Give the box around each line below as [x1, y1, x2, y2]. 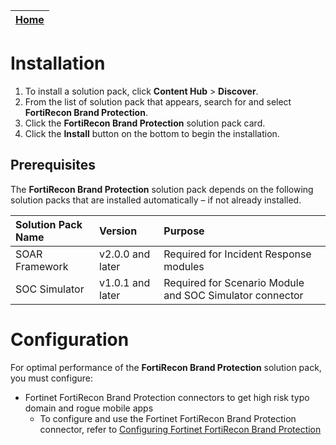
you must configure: [10, 372, 93, 384]
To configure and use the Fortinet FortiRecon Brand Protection [39, 412, 297, 424]
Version [99, 224, 138, 238]
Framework [15, 259, 69, 273]
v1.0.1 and [99, 275, 151, 289]
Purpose [163, 224, 205, 238]
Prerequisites [10, 157, 96, 174]
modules [163, 259, 205, 273]
